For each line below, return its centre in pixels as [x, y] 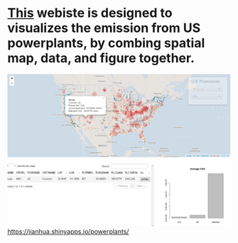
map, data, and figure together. [101, 58]
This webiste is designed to [90, 13]
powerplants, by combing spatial [106, 43]
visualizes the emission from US [104, 28]
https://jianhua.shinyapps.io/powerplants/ [68, 231]
